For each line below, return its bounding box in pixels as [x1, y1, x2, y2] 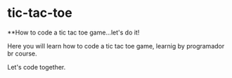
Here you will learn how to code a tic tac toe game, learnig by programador [7, 41, 225, 50]
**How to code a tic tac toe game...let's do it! [7, 28, 140, 37]
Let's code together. [7, 63, 66, 71]
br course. [7, 49, 37, 58]
